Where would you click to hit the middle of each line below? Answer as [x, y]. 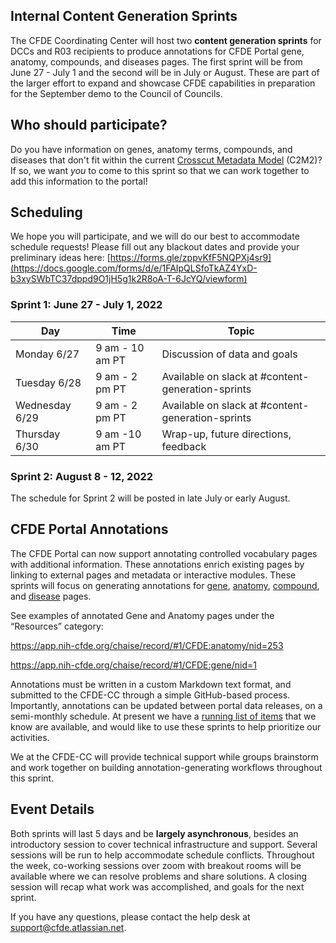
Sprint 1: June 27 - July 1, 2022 [86, 305]
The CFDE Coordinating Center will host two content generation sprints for [166, 40]
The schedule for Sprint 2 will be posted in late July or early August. [150, 498]
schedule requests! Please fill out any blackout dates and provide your [155, 247]
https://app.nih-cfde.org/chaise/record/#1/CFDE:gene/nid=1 [133, 665]
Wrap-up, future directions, [226, 434]
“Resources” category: [57, 626]
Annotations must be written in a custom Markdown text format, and [151, 684]
